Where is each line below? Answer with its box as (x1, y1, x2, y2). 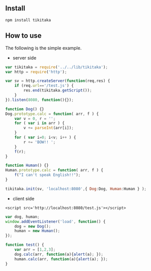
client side (12, 195, 35, 201)
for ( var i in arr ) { (14, 121, 65, 126)
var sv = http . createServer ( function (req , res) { (5, 78, 110, 83)
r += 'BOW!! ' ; (23, 139, 56, 144)
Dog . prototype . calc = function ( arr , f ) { (5, 111, 99, 116)
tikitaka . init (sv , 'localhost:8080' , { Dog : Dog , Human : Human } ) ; (5, 186, 147, 191)
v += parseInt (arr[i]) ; (23, 126, 74, 131)
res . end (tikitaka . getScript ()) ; (23, 88, 93, 93)
